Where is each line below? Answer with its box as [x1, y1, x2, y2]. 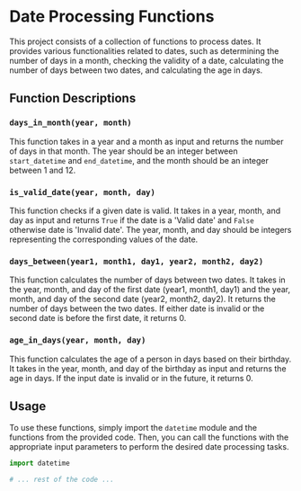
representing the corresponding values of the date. [9, 234, 199, 245]
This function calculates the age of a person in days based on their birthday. [9, 353, 292, 364]
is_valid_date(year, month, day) [9, 187, 155, 197]
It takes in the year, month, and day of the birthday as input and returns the [9, 362, 287, 374]
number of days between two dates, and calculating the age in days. [9, 65, 263, 76]
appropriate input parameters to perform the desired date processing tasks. [9, 442, 289, 452]
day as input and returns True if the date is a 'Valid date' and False [9, 214, 254, 226]
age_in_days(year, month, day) [9, 335, 146, 345]
